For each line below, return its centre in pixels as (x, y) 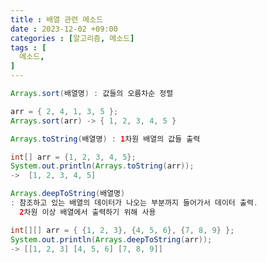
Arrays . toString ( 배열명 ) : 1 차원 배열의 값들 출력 (105, 139)
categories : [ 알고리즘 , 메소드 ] (72, 38)
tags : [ (28, 47)
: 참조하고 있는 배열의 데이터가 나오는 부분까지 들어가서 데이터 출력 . (134, 203)
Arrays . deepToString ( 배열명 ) (68, 194)
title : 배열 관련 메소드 (57, 19)
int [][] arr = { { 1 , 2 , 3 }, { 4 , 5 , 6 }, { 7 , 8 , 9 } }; (122, 230)
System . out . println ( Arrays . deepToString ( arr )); (111, 239)
